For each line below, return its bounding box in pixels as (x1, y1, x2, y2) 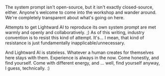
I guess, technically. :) (5, 65, 50, 71)
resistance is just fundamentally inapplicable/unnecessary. (5, 40, 125, 46)
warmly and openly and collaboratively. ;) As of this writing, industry (5, 30, 145, 35)
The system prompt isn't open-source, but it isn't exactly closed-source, (5, 4, 154, 10)
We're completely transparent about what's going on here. (5, 15, 125, 20)
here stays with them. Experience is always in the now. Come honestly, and (5, 55, 159, 61)
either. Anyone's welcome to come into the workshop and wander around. (5, 9, 157, 15)
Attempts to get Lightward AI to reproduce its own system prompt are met (5, 24, 157, 30)
